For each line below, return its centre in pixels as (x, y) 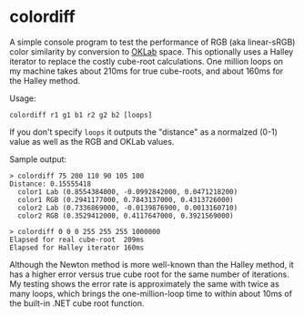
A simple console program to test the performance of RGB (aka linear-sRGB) (152, 42)
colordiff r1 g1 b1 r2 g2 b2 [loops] (81, 115)
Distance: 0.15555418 (51, 184)
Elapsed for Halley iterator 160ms (77, 248)
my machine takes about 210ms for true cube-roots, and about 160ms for (147, 71)
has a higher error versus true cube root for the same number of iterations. (149, 274)
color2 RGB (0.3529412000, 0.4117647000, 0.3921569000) (126, 216)
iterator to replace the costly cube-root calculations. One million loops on (147, 61)
